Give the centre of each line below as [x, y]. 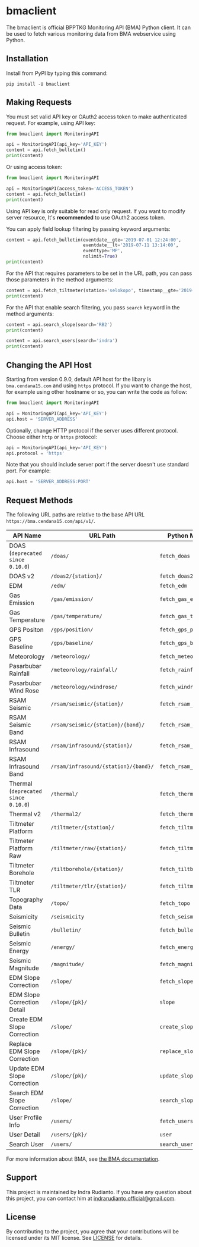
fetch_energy [178, 947]
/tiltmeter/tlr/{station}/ [89, 886]
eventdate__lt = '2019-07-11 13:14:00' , [131, 245]
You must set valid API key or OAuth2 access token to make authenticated [97, 117]
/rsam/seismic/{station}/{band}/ [98, 725]
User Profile [26, 1118]
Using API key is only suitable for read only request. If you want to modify [96, 211]
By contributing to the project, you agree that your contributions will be [93, 1231]
